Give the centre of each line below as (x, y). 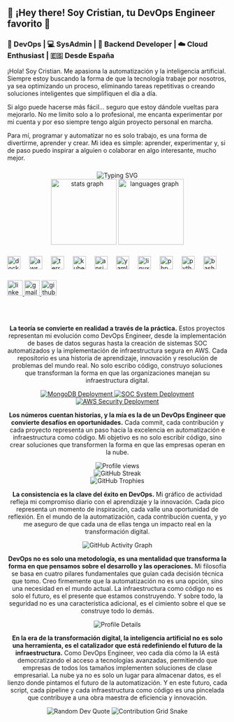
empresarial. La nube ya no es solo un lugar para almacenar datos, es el (117, 675)
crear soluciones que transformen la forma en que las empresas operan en (117, 445)
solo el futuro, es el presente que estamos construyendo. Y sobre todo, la (117, 596)
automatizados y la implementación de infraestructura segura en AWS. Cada (117, 350)
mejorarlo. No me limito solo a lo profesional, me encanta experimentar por (115, 114)
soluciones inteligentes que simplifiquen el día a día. (82, 93)
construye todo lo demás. (117, 611)
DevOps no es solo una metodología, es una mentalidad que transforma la (117, 559)
